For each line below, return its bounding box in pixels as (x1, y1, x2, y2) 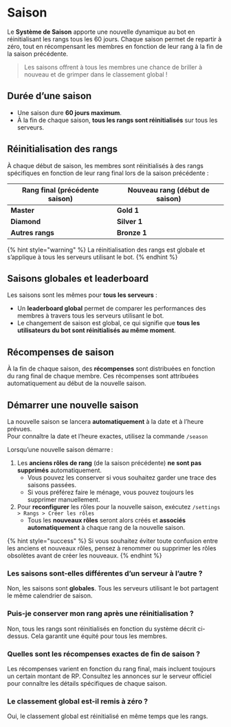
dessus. (7, 632, 30, 640)
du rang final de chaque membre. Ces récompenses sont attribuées (7, 372, 199, 380)
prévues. (7, 425, 32, 433)
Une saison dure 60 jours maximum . (16, 108, 122, 116)
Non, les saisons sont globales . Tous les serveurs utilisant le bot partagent (7, 584, 219, 593)
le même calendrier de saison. (7, 591, 93, 600)
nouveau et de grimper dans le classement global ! (23, 70, 168, 79)
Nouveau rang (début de (127, 185, 210, 194)
